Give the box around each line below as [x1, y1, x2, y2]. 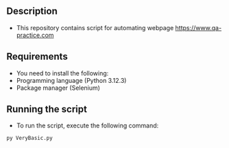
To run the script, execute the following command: [16, 121, 159, 129]
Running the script [6, 103, 87, 115]
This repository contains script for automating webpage [16, 23, 174, 32]
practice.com [16, 31, 54, 39]
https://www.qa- [175, 23, 222, 32]
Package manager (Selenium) [16, 84, 101, 92]
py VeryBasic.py [6, 135, 53, 142]
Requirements [6, 51, 68, 62]
